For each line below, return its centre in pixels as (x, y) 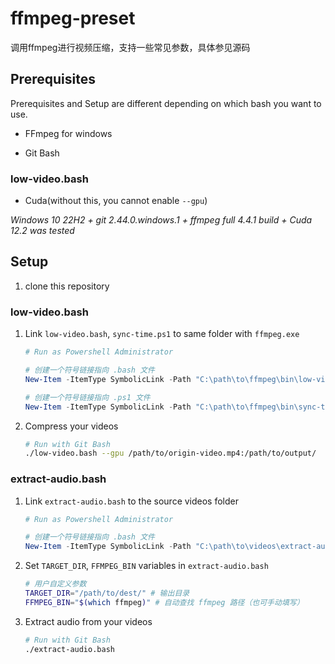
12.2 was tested (42, 231)
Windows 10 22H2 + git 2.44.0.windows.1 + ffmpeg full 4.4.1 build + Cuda (161, 220)
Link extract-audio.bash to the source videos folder (132, 501)
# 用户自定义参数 (55, 584)
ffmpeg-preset (73, 18)
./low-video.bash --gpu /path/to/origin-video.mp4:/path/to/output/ (170, 453)
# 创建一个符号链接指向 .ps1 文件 (87, 397)
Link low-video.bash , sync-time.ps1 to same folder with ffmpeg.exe (162, 334)
